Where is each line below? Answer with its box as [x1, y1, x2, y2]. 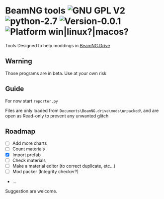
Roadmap [5, 127, 36, 135]
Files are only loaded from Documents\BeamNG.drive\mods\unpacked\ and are [5, 107, 159, 113]
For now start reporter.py [5, 98, 58, 104]
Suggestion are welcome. [5, 188, 58, 194]
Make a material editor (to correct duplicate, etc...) [12, 163, 116, 169]
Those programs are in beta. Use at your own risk [5, 70, 107, 76]
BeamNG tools [5, 5, 66, 16]
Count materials [12, 146, 45, 152]
